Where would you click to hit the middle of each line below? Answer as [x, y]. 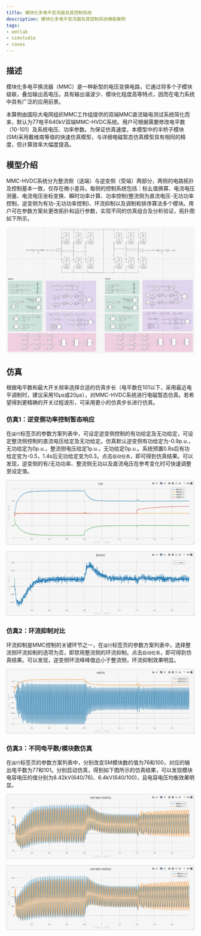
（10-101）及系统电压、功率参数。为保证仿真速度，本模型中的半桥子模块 [95, 129]
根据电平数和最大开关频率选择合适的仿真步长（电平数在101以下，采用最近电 [99, 387]
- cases [16, 44]
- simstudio [21, 38]
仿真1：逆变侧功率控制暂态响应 [51, 419]
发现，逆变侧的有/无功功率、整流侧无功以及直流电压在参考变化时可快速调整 [99, 464]
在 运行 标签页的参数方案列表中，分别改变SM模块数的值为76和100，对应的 [96, 762]
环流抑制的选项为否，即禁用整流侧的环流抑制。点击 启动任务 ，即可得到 [101, 652]
